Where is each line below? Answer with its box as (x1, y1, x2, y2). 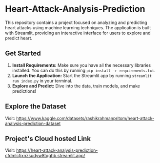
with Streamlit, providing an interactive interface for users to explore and (5, 30, 151, 36)
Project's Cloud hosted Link (5, 134, 91, 143)
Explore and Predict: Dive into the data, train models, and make (12, 83, 140, 89)
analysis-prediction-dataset (5, 121, 61, 126)
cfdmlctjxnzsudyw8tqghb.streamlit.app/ (5, 153, 85, 159)
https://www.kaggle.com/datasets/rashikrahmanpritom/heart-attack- (16, 115, 155, 121)
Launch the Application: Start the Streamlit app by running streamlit (12, 72, 152, 79)
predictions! (12, 88, 37, 94)
